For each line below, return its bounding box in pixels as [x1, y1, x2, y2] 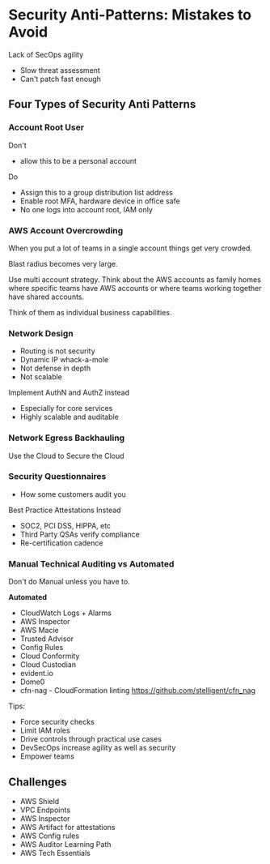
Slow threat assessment [19, 65, 101, 75]
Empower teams [19, 751, 75, 761]
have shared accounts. [8, 292, 85, 302]
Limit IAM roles [19, 725, 70, 735]
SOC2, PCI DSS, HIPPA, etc [19, 520, 112, 530]
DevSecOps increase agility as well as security [19, 743, 176, 753]
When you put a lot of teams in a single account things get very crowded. [8, 243, 253, 253]
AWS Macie [19, 626, 59, 635]
